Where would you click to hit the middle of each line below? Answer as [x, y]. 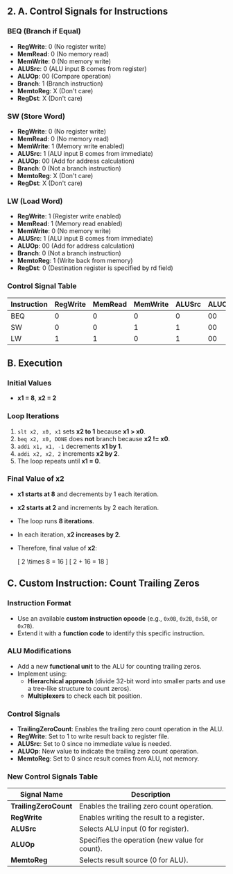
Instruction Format [39, 603]
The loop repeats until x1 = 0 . [59, 461]
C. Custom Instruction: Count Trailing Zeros [103, 583]
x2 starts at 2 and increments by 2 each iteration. [88, 507]
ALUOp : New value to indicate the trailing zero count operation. [108, 752]
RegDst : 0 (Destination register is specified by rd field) [95, 268]
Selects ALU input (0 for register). [134, 829]
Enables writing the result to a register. [141, 818]
